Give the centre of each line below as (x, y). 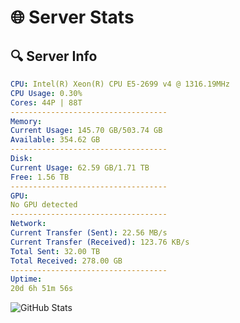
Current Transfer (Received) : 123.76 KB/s (100, 242)
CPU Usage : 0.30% (46, 93)
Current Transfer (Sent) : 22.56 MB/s (89, 233)
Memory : (26, 121)
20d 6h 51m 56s (42, 289)
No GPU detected (44, 205)
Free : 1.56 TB (40, 177)
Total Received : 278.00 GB (66, 261)
